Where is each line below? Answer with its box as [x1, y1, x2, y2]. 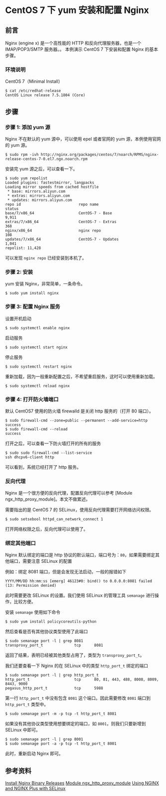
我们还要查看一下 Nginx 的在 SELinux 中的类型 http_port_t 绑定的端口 [5, 663, 148, 669]
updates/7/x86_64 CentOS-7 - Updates [5, 237, 119, 242]
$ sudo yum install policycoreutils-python [5, 619, 97, 624]
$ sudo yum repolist [5, 175, 48, 181]
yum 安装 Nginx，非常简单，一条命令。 [5, 281, 85, 287]
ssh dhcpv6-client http [5, 454, 55, 460]
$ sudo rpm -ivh [5, 152, 39, 157]
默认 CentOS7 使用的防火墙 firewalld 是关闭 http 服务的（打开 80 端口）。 [5, 408, 154, 414]
